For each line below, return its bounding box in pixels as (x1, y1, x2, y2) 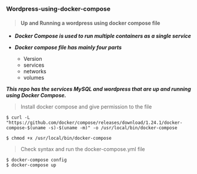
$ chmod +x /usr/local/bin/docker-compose (6, 135, 112, 142)
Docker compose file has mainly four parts (14, 44, 122, 51)
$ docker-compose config (6, 157, 67, 163)
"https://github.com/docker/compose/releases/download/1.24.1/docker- (6, 120, 183, 126)
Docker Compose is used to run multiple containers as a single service (14, 32, 191, 40)
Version (23, 55, 42, 63)
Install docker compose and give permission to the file (20, 103, 152, 110)
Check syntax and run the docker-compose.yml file (20, 146, 145, 153)
